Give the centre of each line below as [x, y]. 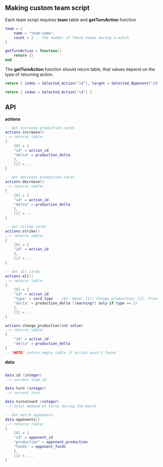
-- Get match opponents [29, 415]
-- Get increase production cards [40, 128]
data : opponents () [23, 419]
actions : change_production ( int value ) [44, 326]
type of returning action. [29, 74]
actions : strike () [23, 231]
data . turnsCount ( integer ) [32, 402]
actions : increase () [25, 132]
